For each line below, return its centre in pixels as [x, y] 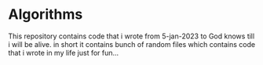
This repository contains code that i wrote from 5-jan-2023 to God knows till [131, 36]
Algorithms [46, 14]
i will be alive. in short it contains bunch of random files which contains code [132, 44]
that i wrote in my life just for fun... [64, 52]
